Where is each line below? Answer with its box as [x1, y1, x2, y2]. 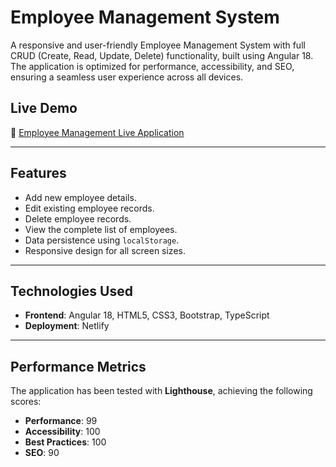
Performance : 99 [24, 415, 98, 427]
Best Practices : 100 [24, 436, 107, 448]
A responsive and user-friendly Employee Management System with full [10, 39, 306, 51]
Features [10, 165, 67, 182]
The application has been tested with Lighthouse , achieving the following [10, 385, 313, 397]
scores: [10, 396, 42, 408]
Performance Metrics [10, 358, 147, 375]
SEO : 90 [24, 447, 60, 459]
